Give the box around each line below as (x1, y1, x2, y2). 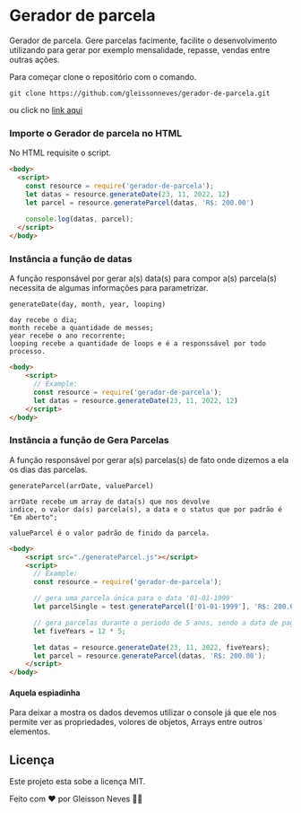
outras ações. (9, 54, 60, 65)
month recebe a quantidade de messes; (9, 324, 154, 333)
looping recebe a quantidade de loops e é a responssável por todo (9, 339, 267, 348)
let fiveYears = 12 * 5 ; (32, 626, 126, 635)
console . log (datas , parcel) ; (25, 214, 134, 224)
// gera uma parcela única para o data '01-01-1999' (32, 594, 235, 603)
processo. (9, 347, 47, 356)
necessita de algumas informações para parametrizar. (9, 283, 209, 293)
